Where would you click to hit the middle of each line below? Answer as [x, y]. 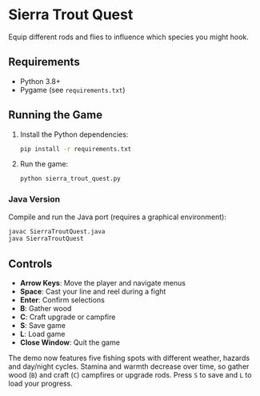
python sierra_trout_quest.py [70, 179]
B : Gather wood [46, 309]
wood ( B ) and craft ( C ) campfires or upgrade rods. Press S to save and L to [130, 375]
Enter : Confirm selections [62, 300]
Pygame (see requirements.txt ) [72, 90]
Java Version [34, 199]
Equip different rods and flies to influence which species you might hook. [129, 37]
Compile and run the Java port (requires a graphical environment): [117, 217]
